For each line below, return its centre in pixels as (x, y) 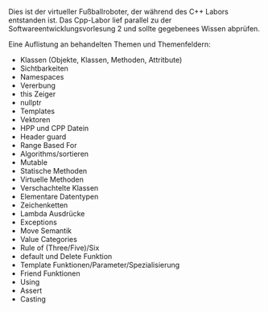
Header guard (43, 137)
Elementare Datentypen (59, 197)
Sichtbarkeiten (44, 68)
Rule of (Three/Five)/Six (60, 248)
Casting (33, 299)
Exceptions (39, 222)
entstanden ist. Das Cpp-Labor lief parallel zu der (90, 20)
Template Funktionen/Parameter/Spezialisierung (100, 265)
